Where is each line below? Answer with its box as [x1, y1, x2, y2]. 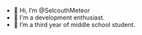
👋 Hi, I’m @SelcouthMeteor [13, 7, 91, 14]
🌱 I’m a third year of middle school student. [13, 21, 136, 28]
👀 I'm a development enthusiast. [13, 13, 105, 22]
